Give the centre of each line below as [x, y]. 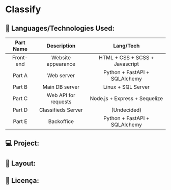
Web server [61, 75]
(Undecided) [126, 110]
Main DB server [61, 87]
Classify [23, 9]
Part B [20, 87]
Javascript [126, 64]
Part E [20, 121]
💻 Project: [22, 143]
